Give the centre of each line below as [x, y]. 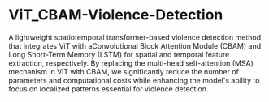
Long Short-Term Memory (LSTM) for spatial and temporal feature [119, 54]
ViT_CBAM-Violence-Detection [116, 15]
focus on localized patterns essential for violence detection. [108, 89]
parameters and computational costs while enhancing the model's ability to [134, 80]
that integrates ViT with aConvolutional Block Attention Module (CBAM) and [135, 45]
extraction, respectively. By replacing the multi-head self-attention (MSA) [131, 63]
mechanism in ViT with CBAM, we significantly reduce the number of [124, 71]
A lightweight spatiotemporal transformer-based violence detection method [135, 37]
